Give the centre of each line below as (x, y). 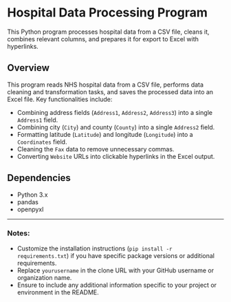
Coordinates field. (42, 142)
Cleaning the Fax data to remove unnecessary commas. (96, 149)
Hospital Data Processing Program (108, 13)
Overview (29, 68)
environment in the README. (58, 292)
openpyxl (30, 209)
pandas (28, 202)
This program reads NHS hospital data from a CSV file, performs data (106, 85)
